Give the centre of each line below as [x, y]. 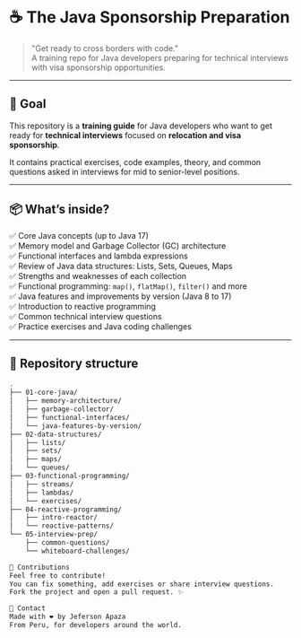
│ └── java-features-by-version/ [76, 426]
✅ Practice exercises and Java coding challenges [101, 326]
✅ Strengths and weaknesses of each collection [98, 275]
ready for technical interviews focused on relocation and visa [125, 135]
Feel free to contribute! [57, 575]
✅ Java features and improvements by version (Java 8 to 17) [120, 296]
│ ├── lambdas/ [42, 493]
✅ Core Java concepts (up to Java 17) [79, 235]
